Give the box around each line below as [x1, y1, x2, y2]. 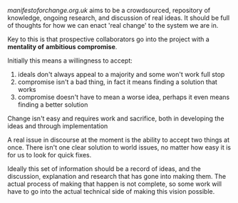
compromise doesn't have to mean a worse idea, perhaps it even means [17, 93, 230, 101]
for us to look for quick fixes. [7, 151, 92, 159]
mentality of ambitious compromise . [7, 43, 118, 51]
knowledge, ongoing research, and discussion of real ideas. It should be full [7, 14, 230, 22]
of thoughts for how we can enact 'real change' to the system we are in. [7, 21, 219, 29]
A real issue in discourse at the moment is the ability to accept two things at [7, 135, 230, 144]
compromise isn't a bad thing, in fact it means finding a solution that [17, 78, 217, 86]
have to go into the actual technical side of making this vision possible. [7, 187, 215, 195]
